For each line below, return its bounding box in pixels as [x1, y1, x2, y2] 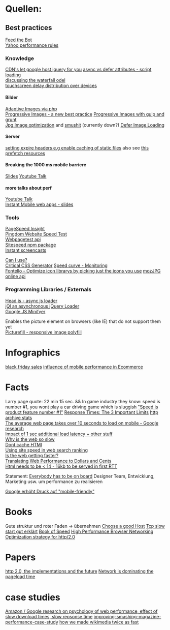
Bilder [5, 94, 18, 100]
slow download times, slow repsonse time [5, 614, 93, 620]
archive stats [5, 414, 32, 421]
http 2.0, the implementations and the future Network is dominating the [5, 568, 154, 575]
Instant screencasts [5, 247, 47, 253]
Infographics [5, 347, 60, 358]
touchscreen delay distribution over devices [5, 82, 97, 89]
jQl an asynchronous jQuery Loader [5, 303, 80, 309]
